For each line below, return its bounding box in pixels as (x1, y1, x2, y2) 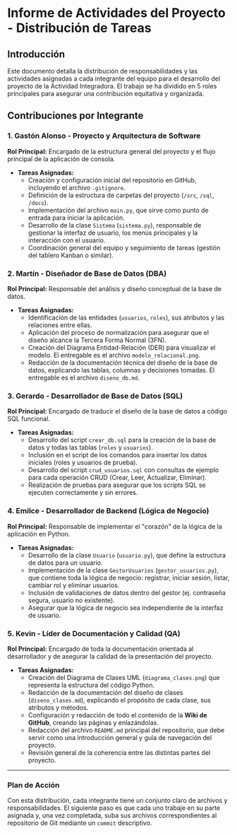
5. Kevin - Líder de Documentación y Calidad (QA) (7, 628, 181, 638)
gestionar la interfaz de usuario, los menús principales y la (28, 228, 198, 237)
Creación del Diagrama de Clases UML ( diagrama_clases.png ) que (28, 673, 220, 681)
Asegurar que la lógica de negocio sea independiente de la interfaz (28, 603, 224, 612)
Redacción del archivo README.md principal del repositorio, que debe (28, 726, 225, 734)
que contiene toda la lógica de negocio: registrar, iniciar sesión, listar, (28, 573, 230, 582)
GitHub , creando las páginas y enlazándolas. (28, 718, 159, 727)
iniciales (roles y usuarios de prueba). (28, 458, 138, 467)
